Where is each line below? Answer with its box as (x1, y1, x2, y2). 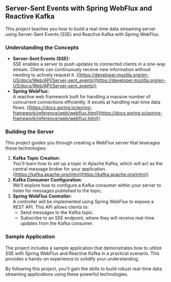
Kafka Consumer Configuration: (12, 177, 83, 183)
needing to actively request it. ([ (12, 72, 80, 78)
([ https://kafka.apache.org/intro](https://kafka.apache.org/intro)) (12, 171, 149, 178)
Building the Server (5, 128, 55, 135)
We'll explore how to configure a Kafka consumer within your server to (12, 182, 161, 188)
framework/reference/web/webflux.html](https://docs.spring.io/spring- (12, 110, 162, 116)
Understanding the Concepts (5, 44, 79, 51)
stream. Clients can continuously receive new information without (12, 67, 151, 73)
